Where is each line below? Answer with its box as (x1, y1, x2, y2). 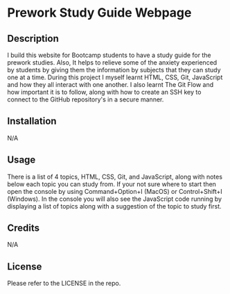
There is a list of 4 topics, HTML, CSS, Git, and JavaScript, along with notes (7, 172, 223, 181)
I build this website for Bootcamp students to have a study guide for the (7, 51, 211, 59)
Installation (7, 115, 57, 127)
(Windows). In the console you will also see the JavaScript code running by (7, 195, 222, 203)
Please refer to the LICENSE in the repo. (7, 279, 121, 288)
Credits (7, 222, 40, 234)
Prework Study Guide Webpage (7, 5, 192, 21)
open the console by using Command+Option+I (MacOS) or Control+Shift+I (7, 187, 223, 195)
